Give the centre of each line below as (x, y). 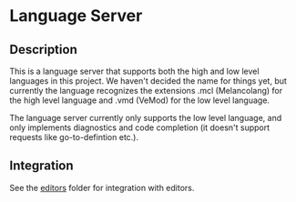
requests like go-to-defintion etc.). (74, 137)
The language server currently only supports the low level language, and (146, 118)
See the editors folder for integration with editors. (102, 187)
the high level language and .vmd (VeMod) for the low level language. (140, 100)
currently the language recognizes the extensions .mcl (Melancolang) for (146, 91)
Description (43, 50)
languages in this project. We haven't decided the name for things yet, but (148, 81)
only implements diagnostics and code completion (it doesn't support (140, 127)
